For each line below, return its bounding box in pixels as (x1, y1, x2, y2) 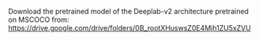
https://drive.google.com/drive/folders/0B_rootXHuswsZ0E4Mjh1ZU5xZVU (8, 24, 251, 32)
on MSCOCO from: (8, 15, 69, 24)
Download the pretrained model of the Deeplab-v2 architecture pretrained (8, 7, 249, 16)
